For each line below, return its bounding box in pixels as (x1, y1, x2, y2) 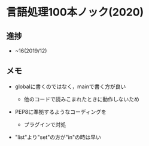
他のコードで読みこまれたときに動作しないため (23, 95, 139, 102)
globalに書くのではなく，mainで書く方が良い (14, 83, 126, 90)
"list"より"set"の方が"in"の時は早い (14, 133, 102, 141)
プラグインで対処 (23, 120, 66, 128)
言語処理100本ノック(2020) (6, 5, 144, 19)
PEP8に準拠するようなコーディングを (14, 108, 107, 115)
